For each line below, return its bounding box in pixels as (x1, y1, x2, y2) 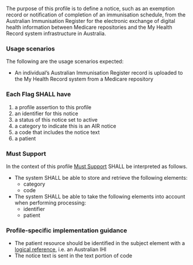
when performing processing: (14, 199, 87, 206)
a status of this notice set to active (14, 116, 98, 123)
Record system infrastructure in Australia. (6, 30, 106, 37)
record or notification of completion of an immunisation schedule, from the (6, 11, 186, 18)
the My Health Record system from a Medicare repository (14, 76, 154, 83)
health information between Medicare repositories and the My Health (6, 24, 173, 31)
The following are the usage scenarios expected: (6, 58, 124, 65)
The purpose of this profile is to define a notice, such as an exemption (6, 5, 175, 12)
